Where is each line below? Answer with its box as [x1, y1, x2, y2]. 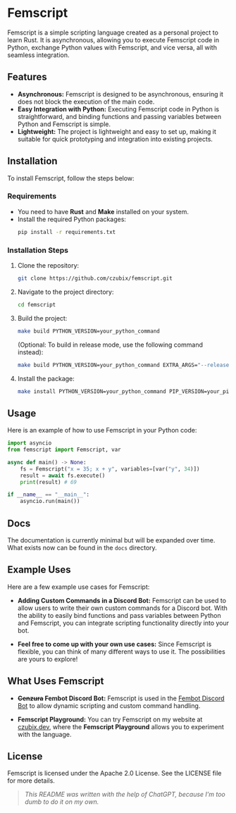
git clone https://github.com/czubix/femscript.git [17, 275, 173, 283]
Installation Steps [7, 245, 69, 255]
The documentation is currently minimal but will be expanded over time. [7, 536, 216, 545]
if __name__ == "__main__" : [7, 491, 90, 498]
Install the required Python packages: [17, 215, 127, 223]
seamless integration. [7, 51, 70, 59]
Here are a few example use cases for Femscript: [7, 583, 150, 591]
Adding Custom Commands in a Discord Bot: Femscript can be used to [17, 596, 227, 604]
